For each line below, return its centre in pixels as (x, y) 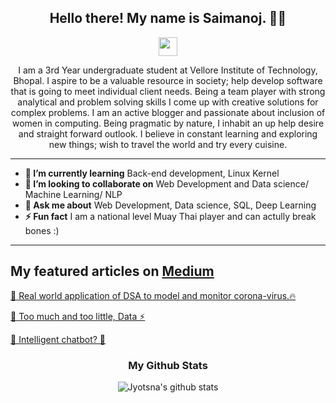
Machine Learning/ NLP (73, 194)
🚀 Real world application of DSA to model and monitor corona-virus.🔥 (153, 295)
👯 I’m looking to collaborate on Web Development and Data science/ (166, 183)
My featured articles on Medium (112, 271)
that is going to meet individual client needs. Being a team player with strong (168, 91)
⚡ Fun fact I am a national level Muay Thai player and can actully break (170, 216)
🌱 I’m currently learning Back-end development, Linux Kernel (152, 173)
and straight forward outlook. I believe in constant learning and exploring (168, 133)
